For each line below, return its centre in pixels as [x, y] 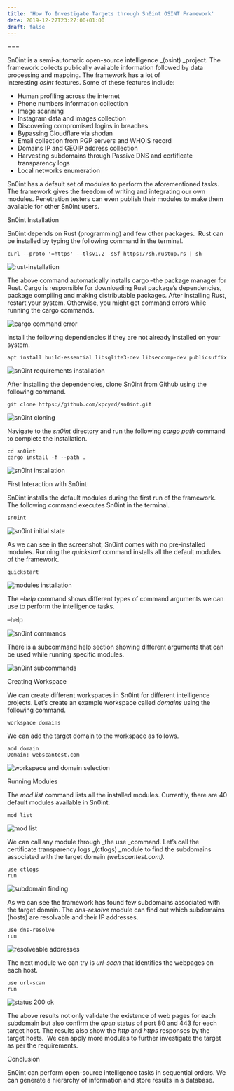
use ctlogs [23, 870]
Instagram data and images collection [71, 118]
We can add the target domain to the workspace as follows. [93, 736]
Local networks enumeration [58, 171]
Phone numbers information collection [73, 104]
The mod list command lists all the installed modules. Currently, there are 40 [117, 795]
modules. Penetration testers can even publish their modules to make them [115, 199]
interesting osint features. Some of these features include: [91, 83]
